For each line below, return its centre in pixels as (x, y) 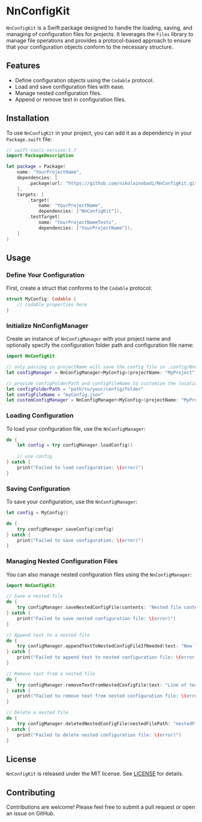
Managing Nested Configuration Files (62, 561)
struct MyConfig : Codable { (41, 299)
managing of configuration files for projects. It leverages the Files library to (100, 34)
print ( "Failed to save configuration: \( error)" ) (81, 540)
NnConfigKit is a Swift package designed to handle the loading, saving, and (99, 28)
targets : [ (31, 194)
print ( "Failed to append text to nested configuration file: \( (99, 657)
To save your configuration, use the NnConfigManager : (72, 502)
